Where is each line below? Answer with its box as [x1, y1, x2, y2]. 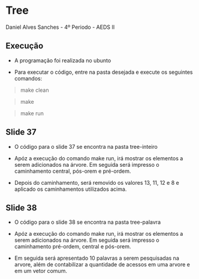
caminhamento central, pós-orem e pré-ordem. [14, 167, 131, 175]
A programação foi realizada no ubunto [14, 56, 111, 64]
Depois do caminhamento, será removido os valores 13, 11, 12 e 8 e [14, 179, 179, 186]
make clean [20, 86, 49, 94]
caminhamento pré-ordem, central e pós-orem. [14, 243, 131, 250]
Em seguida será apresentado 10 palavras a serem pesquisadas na [14, 254, 179, 262]
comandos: [14, 74, 43, 82]
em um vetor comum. [14, 268, 67, 275]
